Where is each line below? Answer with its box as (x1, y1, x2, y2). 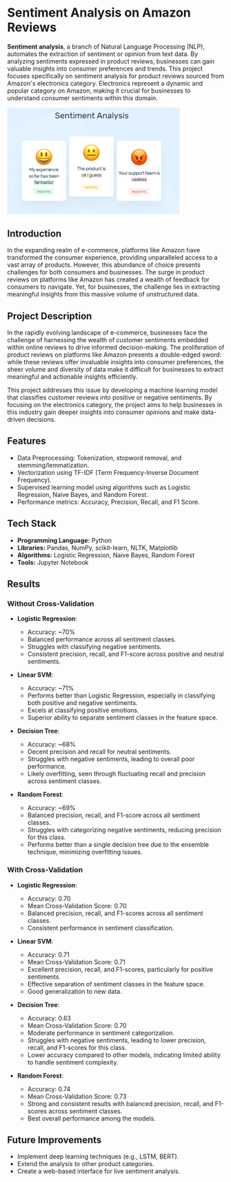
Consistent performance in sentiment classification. (27, 923, 174, 932)
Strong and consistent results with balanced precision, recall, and (27, 1099, 214, 1107)
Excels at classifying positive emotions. (27, 706, 139, 715)
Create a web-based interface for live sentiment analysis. (17, 1167, 181, 1176)
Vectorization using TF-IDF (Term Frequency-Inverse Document (17, 468, 199, 476)
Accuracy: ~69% (27, 804, 76, 812)
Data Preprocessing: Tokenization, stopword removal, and (17, 453, 182, 462)
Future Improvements (7, 1134, 102, 1146)
